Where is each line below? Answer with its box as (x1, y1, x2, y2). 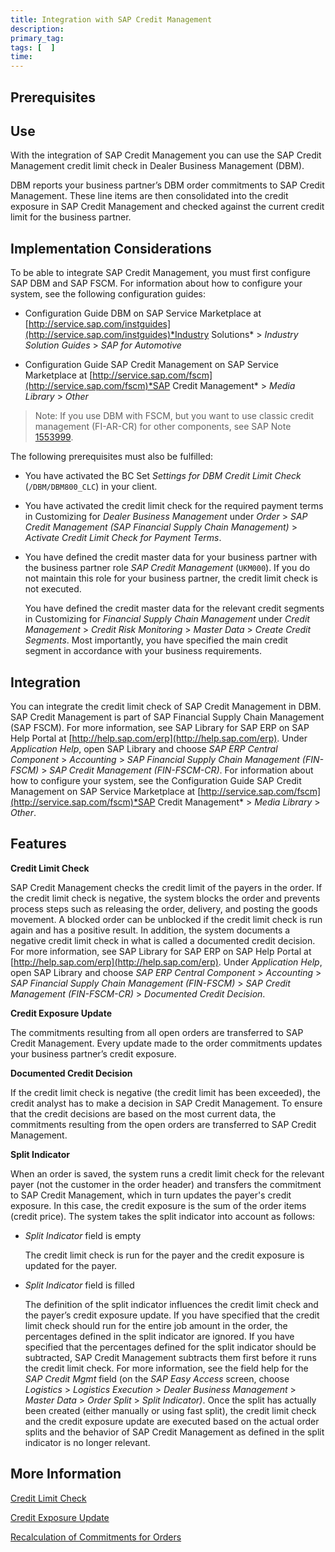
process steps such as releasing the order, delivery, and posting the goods (10, 902, 318, 915)
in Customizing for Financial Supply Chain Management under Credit (24, 613, 310, 625)
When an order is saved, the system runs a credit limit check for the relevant (10, 1167, 325, 1180)
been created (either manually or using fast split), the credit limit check (24, 1404, 317, 1416)
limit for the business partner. (10, 211, 132, 223)
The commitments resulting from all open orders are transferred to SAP (10, 1026, 304, 1038)
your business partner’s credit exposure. (10, 1047, 177, 1060)
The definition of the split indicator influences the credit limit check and (24, 1298, 319, 1310)
